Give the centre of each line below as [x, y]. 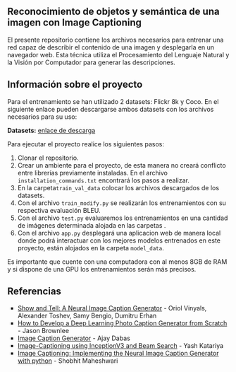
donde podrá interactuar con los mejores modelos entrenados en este [119, 240]
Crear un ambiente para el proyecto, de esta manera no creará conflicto [122, 165]
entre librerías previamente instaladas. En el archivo [92, 173]
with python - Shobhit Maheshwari [68, 361]
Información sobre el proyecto [75, 85]
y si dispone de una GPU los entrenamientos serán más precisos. [102, 269]
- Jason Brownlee [43, 331]
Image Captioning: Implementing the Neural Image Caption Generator [118, 354]
